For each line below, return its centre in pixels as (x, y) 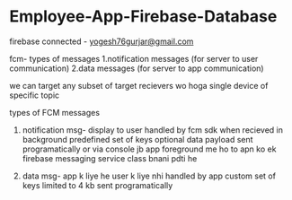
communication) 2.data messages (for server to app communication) (137, 68)
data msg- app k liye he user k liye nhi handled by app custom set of (149, 176)
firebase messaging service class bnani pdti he (110, 158)
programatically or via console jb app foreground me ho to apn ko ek (149, 149)
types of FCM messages (55, 112)
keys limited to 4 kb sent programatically (97, 185)
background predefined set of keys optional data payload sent (137, 139)
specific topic (35, 95)
